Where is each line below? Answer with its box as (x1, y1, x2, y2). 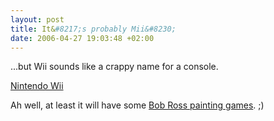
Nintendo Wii (10, 80, 64, 92)
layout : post (10, 14, 65, 25)
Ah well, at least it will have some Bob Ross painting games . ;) (10, 99, 265, 111)
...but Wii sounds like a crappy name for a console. (10, 61, 219, 73)
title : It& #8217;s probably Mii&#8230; (10, 24, 177, 34)
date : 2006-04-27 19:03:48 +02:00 (10, 33, 155, 43)
